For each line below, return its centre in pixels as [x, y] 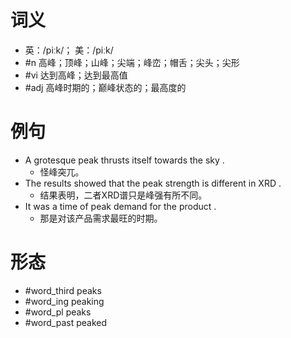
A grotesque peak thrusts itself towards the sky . [124, 160]
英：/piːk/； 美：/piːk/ [69, 50]
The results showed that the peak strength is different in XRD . [153, 183]
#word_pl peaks [58, 312]
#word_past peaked [66, 322]
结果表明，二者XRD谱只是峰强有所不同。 [123, 195]
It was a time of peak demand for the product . [120, 206]
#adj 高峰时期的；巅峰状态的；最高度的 [105, 87]
